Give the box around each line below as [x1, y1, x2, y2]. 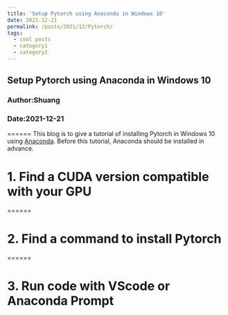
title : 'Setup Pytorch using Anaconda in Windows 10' [7, 10, 166, 17]
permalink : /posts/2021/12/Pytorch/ [7, 23, 113, 30]
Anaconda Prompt [7, 293, 114, 309]
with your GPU [7, 183, 92, 199]
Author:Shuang [7, 95, 60, 105]
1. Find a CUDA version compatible [7, 169, 209, 185]
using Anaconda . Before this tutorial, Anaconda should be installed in [7, 137, 204, 146]
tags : [7, 29, 23, 37]
